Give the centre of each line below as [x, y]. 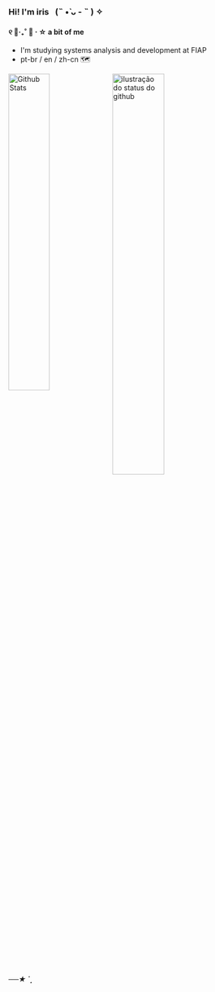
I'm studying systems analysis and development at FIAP [113, 50]
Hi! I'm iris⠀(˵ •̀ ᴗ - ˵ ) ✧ [56, 11]
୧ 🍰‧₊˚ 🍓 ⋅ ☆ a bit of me [46, 32]
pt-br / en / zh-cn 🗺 [55, 59]
